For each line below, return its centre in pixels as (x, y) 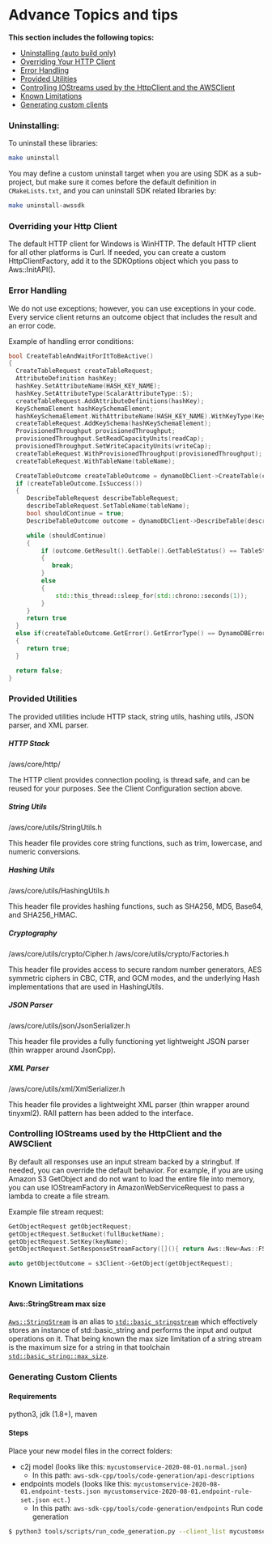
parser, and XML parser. (49, 725)
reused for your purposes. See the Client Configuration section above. (125, 788)
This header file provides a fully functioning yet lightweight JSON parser (129, 1041)
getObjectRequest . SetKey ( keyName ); (68, 1241)
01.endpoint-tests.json (60, 1491)
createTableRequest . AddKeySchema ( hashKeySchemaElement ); (114, 424)
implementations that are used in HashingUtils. (86, 986)
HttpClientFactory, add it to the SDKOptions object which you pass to (123, 261)
